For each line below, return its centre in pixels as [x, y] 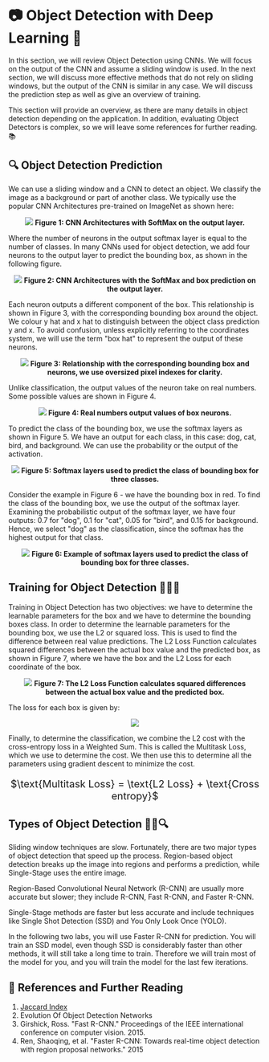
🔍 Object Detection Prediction [86, 165]
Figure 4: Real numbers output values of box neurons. [140, 413]
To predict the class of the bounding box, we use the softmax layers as [125, 428]
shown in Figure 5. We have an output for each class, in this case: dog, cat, [132, 437]
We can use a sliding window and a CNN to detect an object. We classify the [135, 189]
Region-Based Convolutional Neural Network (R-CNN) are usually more [126, 888]
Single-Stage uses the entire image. [67, 873]
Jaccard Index [44, 1007]
